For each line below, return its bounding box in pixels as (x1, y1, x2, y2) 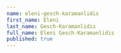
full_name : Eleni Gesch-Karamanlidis (6, 29, 115, 36)
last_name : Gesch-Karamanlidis (6, 23, 96, 30)
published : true (6, 36, 53, 43)
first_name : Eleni (6, 17, 59, 23)
